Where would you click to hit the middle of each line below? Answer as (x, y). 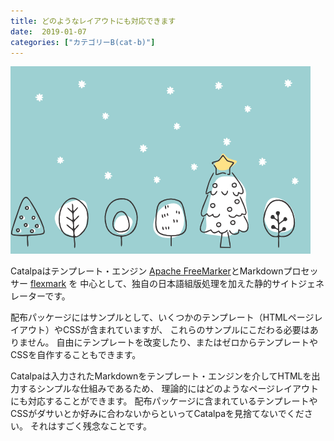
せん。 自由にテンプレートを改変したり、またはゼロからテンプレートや (173, 342)
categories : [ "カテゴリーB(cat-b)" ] (83, 42)
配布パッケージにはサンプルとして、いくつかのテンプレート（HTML (149, 317)
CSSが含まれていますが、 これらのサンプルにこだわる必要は (186, 330)
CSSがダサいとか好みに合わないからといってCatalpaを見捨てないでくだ (157, 414)
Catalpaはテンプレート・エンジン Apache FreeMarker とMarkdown (147, 271)
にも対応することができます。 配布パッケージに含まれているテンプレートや (164, 401)
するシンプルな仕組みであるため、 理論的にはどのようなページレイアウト (169, 389)
